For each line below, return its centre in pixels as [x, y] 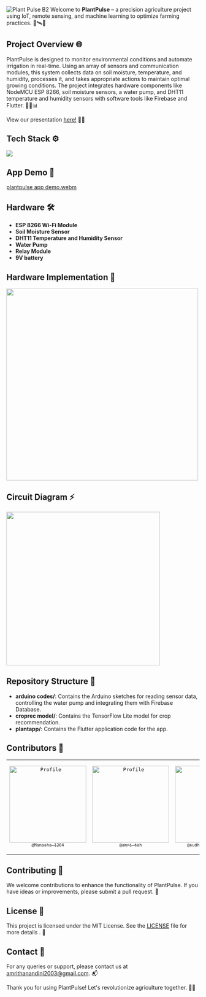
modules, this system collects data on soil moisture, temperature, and [94, 72]
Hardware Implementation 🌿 [61, 277]
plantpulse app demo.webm [41, 187]
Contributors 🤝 [35, 748]
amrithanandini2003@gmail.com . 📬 [52, 973]
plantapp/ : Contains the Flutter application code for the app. [92, 729]
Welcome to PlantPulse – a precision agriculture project [120, 10]
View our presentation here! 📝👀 [46, 119]
